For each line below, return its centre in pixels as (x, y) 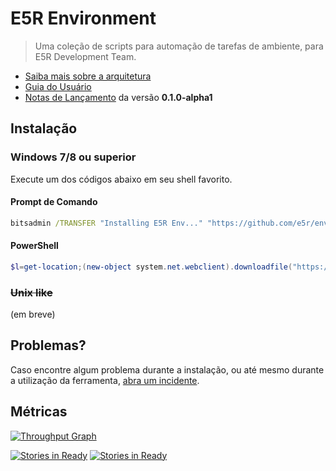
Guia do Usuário (58, 86)
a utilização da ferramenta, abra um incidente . (105, 380)
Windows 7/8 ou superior (73, 157)
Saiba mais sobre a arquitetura (88, 76)
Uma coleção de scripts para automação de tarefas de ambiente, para (179, 46)
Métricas (39, 412)
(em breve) (33, 314)
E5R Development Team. (85, 56)
